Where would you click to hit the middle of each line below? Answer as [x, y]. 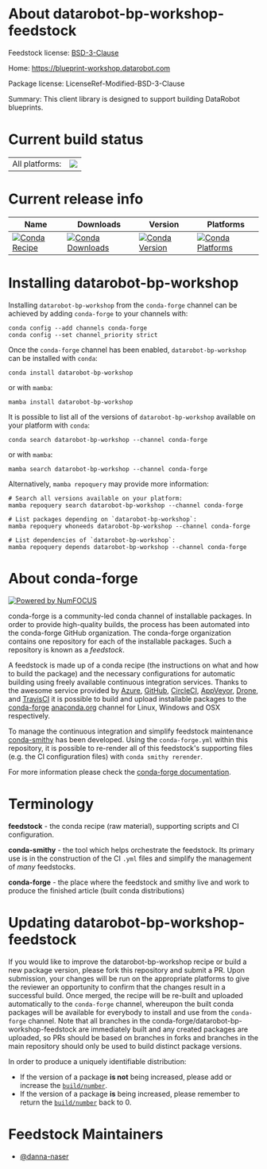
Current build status [76, 139]
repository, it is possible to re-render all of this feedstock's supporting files [130, 748]
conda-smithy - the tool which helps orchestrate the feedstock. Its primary [132, 850]
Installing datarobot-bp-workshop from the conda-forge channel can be [123, 305]
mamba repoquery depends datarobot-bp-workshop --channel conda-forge [128, 547]
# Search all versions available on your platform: [95, 498]
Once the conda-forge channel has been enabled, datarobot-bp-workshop [127, 350]
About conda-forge [73, 578]
